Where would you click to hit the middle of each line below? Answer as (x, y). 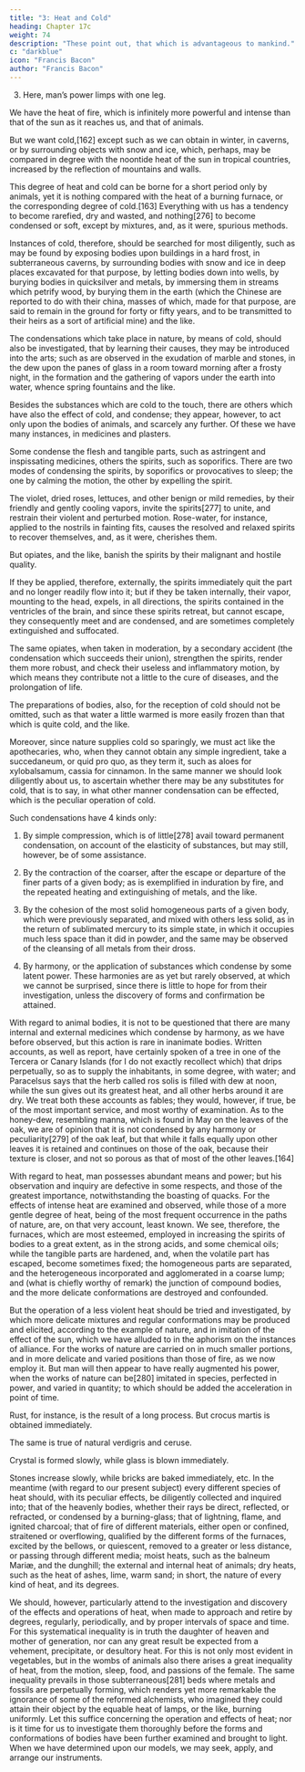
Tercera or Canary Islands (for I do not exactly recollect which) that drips (146, 1061)
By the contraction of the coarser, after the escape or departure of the (154, 872)
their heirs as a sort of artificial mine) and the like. (102, 320)
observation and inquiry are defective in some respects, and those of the (146, 1185)
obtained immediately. (51, 1424)
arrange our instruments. (56, 1757)
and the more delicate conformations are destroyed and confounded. (139, 1292)
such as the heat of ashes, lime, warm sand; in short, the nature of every (146, 1575)
